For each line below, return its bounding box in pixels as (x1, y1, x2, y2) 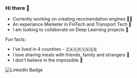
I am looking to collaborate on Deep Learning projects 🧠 (12, 27, 129, 33)
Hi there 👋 (5, 5, 30, 12)
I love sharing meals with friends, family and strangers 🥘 (12, 52, 130, 58)
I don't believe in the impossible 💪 (12, 57, 83, 63)
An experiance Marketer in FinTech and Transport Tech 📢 (12, 21, 132, 27)
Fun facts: (5, 36, 26, 42)
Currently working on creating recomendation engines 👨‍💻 (12, 16, 133, 22)
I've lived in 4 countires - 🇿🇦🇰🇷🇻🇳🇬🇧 (12, 46, 98, 52)
